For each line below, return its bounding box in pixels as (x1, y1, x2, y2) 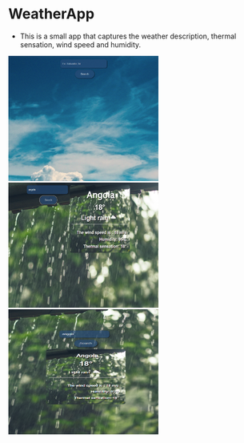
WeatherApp (8, 5, 94, 23)
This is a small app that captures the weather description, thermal (19, 31, 237, 41)
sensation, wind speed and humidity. (19, 39, 142, 49)
